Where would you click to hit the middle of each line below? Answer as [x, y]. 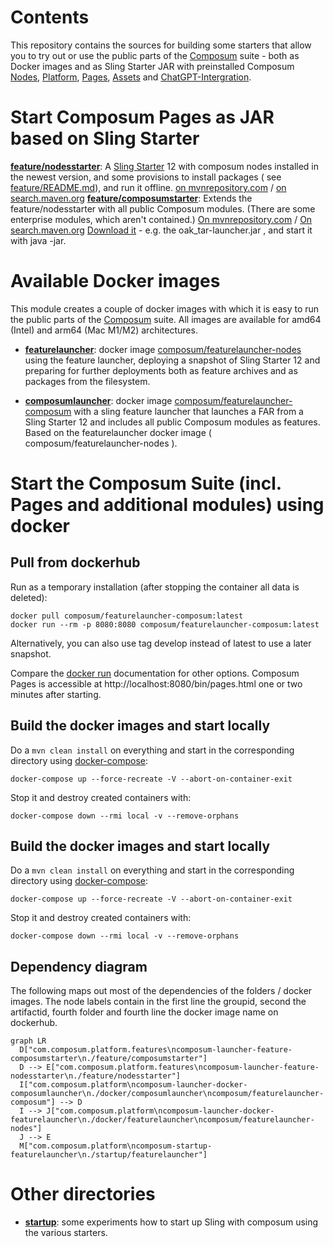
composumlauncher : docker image [98, 400]
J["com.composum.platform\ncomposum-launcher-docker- [160, 1111]
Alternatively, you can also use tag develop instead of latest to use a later [161, 643]
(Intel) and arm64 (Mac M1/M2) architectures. [104, 330]
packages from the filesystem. [87, 381]
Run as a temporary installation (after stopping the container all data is [155, 587]
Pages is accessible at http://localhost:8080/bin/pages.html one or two [156, 683]
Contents [50, 17]
